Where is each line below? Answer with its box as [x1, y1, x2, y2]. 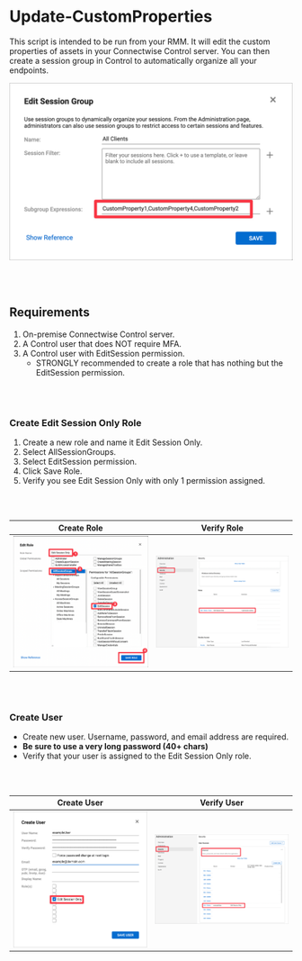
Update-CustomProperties [9, 6, 213, 27]
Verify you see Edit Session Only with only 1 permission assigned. [22, 476, 266, 486]
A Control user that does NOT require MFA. [22, 338, 182, 349]
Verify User [200, 797, 244, 808]
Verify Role [200, 522, 244, 533]
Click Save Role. [22, 466, 83, 476]
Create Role [58, 522, 103, 533]
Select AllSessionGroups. [22, 447, 117, 458]
